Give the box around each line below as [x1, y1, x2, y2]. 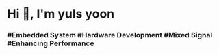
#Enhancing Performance [7, 39, 94, 48]
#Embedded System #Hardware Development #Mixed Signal [7, 31, 213, 40]
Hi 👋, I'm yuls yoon [7, 6, 115, 22]
